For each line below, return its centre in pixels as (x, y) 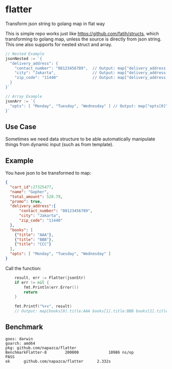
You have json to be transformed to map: (48, 173)
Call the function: (24, 268)
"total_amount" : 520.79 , (36, 197)
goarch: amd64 (20, 343)
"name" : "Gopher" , (30, 192)
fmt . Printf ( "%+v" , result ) (43, 306)
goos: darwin (19, 339)
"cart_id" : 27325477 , (32, 187)
